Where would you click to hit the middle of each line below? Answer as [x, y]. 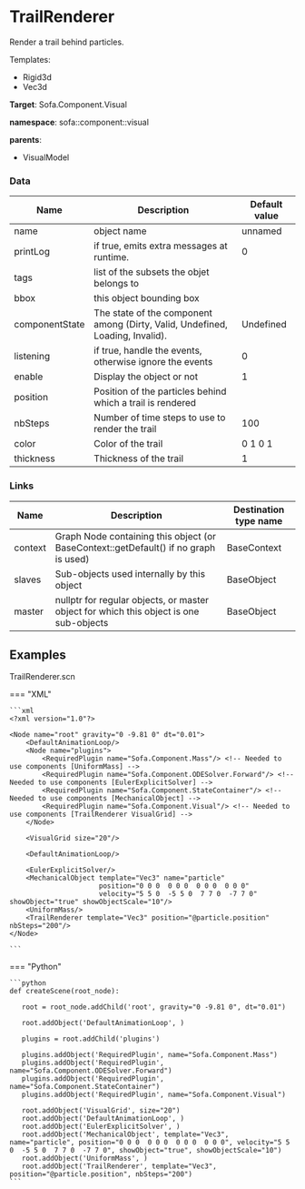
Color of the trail [128, 444]
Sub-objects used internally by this [130, 573]
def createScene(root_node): [64, 992]
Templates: [30, 59]
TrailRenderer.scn [42, 677]
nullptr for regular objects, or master [132, 600]
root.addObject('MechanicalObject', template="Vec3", [125, 1134]
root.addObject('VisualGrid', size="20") [101, 1111]
